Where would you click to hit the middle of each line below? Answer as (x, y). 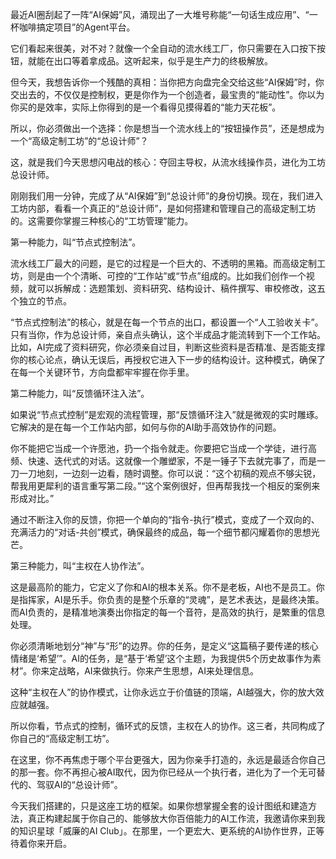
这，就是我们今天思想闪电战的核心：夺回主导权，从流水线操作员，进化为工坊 (168, 162)
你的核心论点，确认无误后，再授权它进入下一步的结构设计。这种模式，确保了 (168, 359)
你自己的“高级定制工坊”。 (62, 738)
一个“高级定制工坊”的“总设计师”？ (79, 141)
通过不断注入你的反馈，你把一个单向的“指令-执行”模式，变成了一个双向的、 (165, 519)
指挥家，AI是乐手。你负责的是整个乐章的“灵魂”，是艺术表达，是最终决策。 (171, 599)
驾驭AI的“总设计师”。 (79, 784)
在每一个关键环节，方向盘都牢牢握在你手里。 (102, 372)
